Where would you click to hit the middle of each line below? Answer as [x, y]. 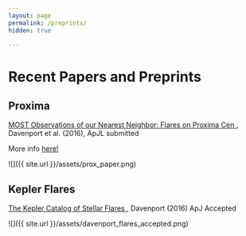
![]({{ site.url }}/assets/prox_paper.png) [72, 164]
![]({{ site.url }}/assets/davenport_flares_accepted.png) [98, 224]
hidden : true [30, 30]
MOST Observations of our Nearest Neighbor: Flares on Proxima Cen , [123, 125]
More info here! [33, 149]
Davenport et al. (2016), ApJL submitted [74, 133]
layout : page [30, 15]
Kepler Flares [42, 189]
